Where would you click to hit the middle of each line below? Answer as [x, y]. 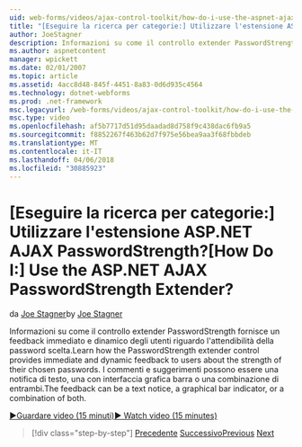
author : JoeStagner [46, 34]
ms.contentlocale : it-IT [56, 151]
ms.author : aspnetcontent [58, 51]
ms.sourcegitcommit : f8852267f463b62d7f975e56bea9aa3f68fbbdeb [130, 135]
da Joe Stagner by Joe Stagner [66, 314]
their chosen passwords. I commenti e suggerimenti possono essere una [144, 370]
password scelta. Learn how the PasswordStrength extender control [134, 351]
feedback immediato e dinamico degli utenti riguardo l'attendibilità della [142, 341]
